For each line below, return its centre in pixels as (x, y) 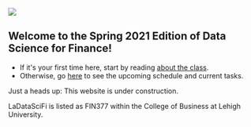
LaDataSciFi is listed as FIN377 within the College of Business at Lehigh (125, 106)
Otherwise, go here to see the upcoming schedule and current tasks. (131, 75)
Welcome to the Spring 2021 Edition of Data (117, 36)
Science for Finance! (60, 48)
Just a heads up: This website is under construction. (94, 91)
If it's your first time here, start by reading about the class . (114, 67)
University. (26, 114)
